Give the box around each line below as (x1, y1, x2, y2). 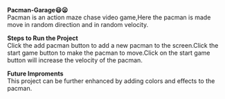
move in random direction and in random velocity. (7, 21, 149, 28)
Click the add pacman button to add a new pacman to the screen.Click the (7, 42, 219, 49)
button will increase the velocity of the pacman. (7, 56, 143, 64)
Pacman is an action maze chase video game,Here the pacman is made (7, 13, 211, 21)
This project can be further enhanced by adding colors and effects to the (7, 77, 215, 85)
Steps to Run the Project (7, 34, 78, 42)
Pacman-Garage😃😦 (7, 6, 69, 14)
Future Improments (7, 69, 64, 78)
